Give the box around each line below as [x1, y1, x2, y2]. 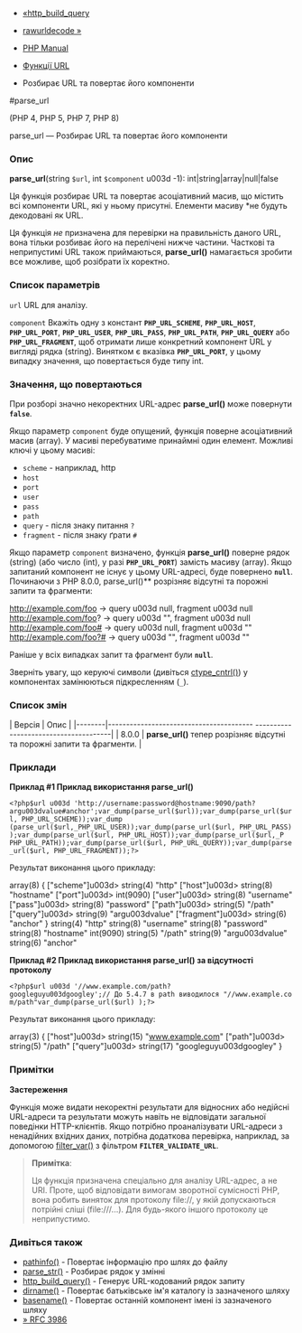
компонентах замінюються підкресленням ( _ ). [9, 676, 189, 687]
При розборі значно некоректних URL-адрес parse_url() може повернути [9, 398, 293, 409]
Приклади [9, 761, 57, 774]
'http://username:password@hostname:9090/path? [73, 799, 256, 808]
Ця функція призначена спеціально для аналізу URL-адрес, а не [31, 1175, 278, 1186]
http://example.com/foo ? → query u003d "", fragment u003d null [9, 612, 251, 623]
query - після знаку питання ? [22, 520, 135, 530]
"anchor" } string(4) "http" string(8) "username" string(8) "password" [9, 918, 268, 929]
